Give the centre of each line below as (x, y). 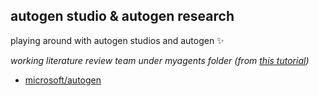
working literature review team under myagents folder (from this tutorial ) (160, 60)
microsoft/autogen (63, 80)
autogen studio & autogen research (122, 16)
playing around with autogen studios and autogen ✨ (117, 40)
